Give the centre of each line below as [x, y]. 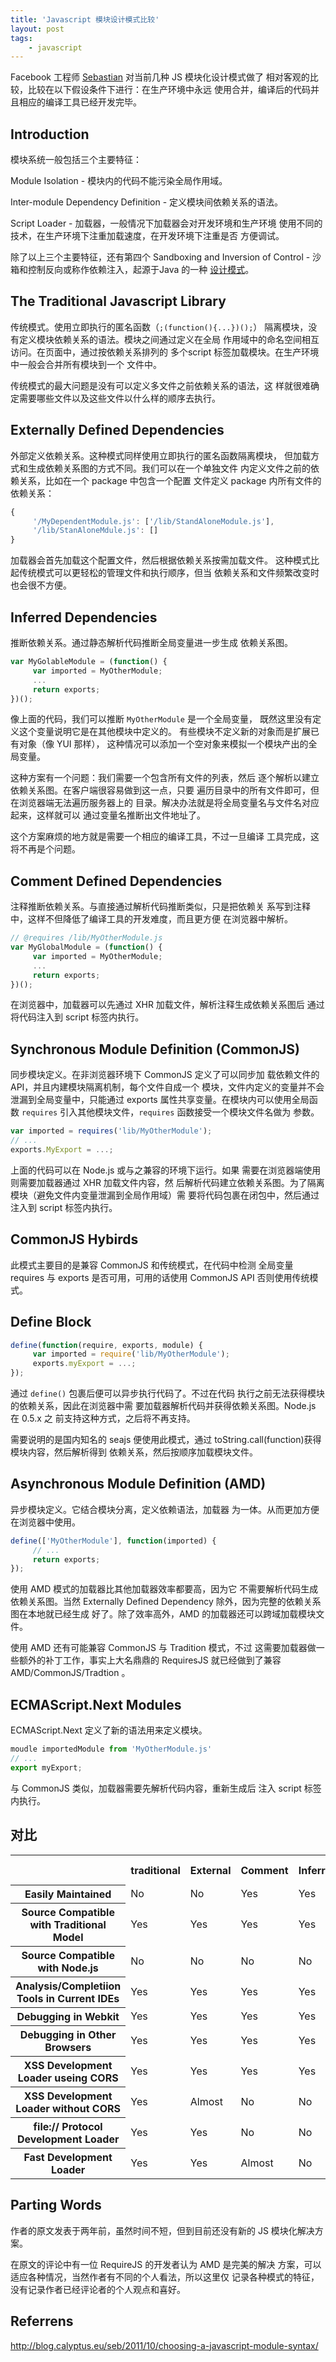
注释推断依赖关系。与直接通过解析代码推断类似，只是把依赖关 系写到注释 [160, 907]
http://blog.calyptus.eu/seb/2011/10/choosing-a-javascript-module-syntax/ [164, 2345]
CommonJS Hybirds [74, 1239]
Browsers [68, 2048]
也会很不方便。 [41, 585]
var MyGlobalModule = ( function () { [86, 947]
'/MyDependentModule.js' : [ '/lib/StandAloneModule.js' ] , [153, 521]
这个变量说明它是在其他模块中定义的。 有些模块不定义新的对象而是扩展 [164, 732]
